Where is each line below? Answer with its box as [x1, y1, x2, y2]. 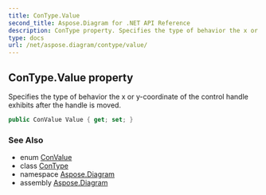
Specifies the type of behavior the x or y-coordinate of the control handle [8, 92, 248, 101]
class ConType [19, 161, 69, 171]
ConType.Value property [8, 71, 134, 84]
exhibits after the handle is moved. [8, 100, 122, 110]
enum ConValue [19, 153, 72, 162]
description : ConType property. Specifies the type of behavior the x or [8, 26, 259, 34]
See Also [8, 135, 44, 146]
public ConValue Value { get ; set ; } [8, 115, 134, 123]
